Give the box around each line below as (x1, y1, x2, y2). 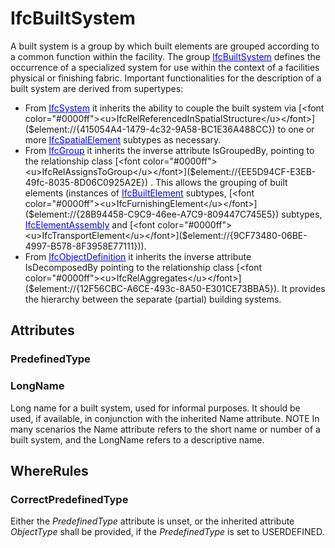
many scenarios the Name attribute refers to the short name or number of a (10, 423, 321, 435)
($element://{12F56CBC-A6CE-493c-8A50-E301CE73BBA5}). (24, 282, 280, 294)
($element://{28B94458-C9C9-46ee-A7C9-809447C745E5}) (24, 208, 280, 220)
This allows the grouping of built (155, 176, 288, 188)
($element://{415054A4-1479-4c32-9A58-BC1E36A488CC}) (24, 123, 276, 135)
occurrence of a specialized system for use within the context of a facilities (10, 61, 320, 73)
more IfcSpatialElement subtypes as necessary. (24, 133, 222, 146)
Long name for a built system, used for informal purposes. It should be (10, 402, 301, 414)
